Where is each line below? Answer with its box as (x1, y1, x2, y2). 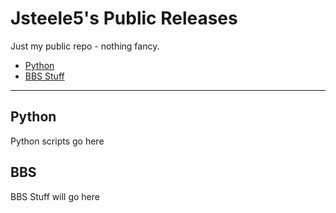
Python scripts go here (10, 135, 105, 147)
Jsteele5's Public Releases (10, 7, 238, 30)
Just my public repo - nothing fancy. (10, 40, 160, 52)
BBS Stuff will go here (10, 190, 100, 202)
